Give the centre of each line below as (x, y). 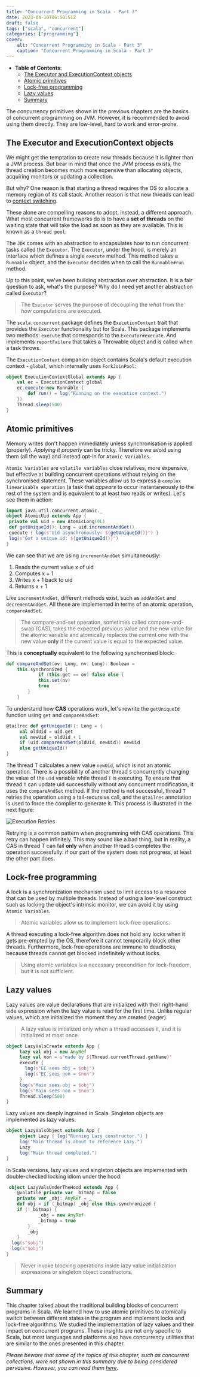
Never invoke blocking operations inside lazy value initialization (99, 1266)
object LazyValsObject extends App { (53, 1131)
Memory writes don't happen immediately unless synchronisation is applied (99, 443)
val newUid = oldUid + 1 (50, 737)
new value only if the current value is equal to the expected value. (102, 641)
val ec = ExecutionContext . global (60, 382)
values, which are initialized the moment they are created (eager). (87, 1017)
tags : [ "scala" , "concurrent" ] (45, 28)
